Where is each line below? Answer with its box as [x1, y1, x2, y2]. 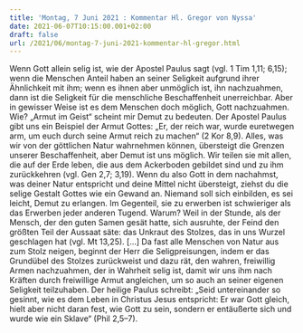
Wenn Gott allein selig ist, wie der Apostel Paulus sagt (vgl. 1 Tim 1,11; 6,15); [9, 63, 288, 74]
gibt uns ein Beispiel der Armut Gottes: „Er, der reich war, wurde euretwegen [9, 121, 295, 132]
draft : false [9, 30, 59, 39]
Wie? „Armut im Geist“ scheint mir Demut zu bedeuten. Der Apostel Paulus [9, 111, 287, 122]
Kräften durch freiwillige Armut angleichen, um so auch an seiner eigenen [9, 275, 284, 286]
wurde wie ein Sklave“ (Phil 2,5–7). [9, 313, 138, 324]
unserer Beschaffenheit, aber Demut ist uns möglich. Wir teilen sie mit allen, [9, 150, 292, 161]
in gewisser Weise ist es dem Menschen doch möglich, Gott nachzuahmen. [9, 101, 289, 113]
